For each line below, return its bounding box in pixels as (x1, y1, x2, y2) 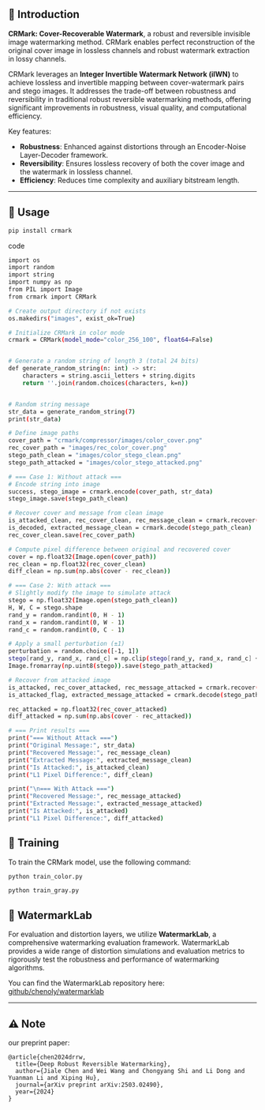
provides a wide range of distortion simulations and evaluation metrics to (8, 947, 245, 956)
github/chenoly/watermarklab (8, 987, 104, 996)
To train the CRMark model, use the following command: (8, 857, 192, 867)
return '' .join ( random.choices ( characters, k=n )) (22, 379, 189, 387)
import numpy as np (8, 278, 73, 287)
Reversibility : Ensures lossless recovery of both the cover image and (19, 159, 245, 168)
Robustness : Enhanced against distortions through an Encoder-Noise (19, 141, 247, 151)
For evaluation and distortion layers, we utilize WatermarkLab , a (8, 929, 217, 939)
